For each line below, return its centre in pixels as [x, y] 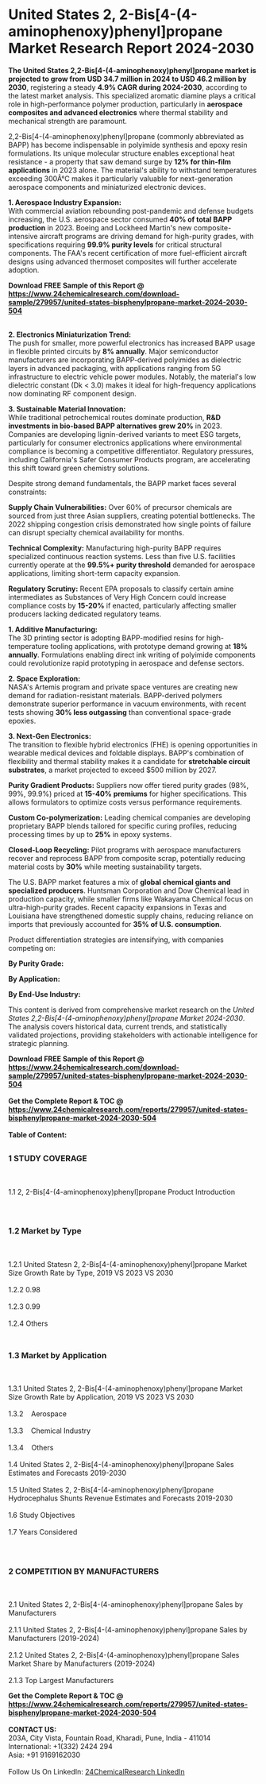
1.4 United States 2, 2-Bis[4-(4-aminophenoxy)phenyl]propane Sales [121, 1465]
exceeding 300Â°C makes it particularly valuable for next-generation [121, 178]
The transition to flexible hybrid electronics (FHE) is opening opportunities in [133, 744]
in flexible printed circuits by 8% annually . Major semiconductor [114, 351]
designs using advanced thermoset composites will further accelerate [123, 261]
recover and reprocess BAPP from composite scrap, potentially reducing [127, 858]
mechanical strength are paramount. [67, 121]
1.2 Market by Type [45, 1231]
